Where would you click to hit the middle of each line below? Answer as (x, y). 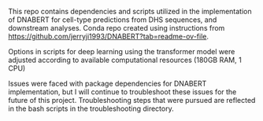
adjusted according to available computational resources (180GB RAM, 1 (125, 60)
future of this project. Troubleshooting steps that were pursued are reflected (132, 100)
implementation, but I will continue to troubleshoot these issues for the (122, 92)
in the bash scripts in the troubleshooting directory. (91, 108)
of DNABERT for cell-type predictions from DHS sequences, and (113, 20)
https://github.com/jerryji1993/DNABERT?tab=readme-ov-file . (108, 36)
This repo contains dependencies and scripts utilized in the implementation (130, 11)
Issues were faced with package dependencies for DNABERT (107, 83)
